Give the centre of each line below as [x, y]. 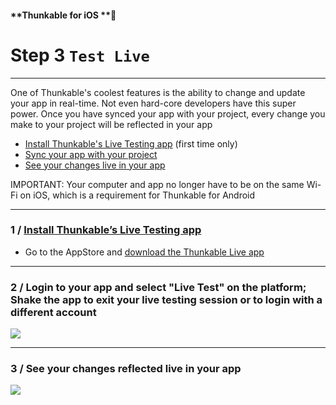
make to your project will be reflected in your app [111, 124]
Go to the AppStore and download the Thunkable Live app [144, 252]
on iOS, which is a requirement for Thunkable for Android [137, 195]
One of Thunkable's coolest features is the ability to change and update [158, 92]
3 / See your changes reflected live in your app [126, 369]
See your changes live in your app [95, 165]
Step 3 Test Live [80, 55]
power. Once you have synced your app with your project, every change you [168, 113]
